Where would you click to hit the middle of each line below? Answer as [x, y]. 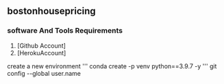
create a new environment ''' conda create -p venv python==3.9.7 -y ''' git [112, 66]
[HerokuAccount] [41, 53]
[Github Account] [41, 45]
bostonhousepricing [51, 11]
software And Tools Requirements [65, 31]
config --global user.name [44, 73]
